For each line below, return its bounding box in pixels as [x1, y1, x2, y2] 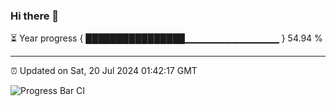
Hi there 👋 [10, 9, 60, 23]
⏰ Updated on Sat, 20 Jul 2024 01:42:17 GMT [10, 65, 198, 77]
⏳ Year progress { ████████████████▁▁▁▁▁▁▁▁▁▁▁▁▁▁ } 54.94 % [10, 32, 323, 44]
